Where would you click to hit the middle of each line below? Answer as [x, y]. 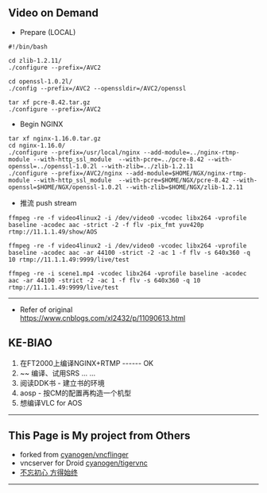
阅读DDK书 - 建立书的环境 [62, 383]
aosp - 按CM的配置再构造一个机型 [75, 393]
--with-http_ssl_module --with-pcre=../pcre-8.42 [118, 159]
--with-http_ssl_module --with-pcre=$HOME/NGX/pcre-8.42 [131, 180]
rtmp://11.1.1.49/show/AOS [53, 232]
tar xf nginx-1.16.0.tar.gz [55, 138]
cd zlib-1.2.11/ [35, 60]
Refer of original [46, 310]
